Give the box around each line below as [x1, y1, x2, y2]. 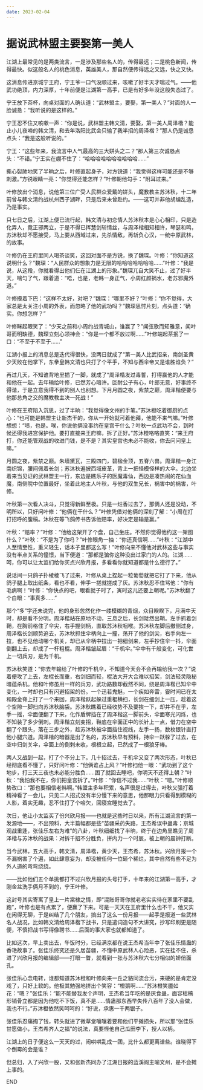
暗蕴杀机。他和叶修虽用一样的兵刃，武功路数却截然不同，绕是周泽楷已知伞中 [6, 680, 197, 687]
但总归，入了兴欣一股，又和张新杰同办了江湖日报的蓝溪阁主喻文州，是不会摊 [6, 1058, 197, 1065]
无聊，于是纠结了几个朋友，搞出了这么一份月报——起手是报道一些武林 [22, 911, 197, 918]
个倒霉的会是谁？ [6, 1045, 49, 1052]
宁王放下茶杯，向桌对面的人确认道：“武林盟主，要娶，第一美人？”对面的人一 [6, 99, 196, 106]
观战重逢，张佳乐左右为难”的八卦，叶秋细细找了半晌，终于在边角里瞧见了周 [6, 827, 195, 834]
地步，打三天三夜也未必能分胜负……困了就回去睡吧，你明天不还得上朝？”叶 [6, 769, 193, 776]
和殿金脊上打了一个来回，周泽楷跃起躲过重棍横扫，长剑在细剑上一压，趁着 [6, 695, 192, 702]
